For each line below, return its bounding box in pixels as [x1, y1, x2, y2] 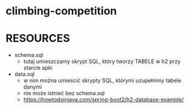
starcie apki [23, 64, 52, 71]
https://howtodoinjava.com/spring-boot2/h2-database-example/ [23, 96, 185, 103]
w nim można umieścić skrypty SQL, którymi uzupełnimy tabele [23, 77, 182, 84]
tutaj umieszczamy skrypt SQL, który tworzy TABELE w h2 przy [23, 58, 181, 65]
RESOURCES [5, 32, 71, 46]
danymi [23, 83, 42, 90]
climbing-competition [5, 4, 117, 18]
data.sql [14, 71, 35, 78]
